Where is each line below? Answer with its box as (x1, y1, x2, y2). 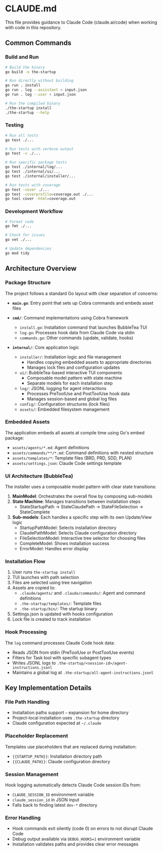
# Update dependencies (5, 246, 52, 251)
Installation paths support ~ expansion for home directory (12, 710, 129, 715)
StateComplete (19, 509, 50, 515)
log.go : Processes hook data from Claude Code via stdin (19, 329, 135, 335)
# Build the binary (5, 65, 45, 70)
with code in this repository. (5, 24, 62, 30)
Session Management (5, 771, 59, 778)
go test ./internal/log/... (5, 165, 63, 170)
